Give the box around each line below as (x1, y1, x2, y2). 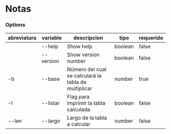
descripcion (73, 34, 103, 41)
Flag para (67, 93, 90, 100)
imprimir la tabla (67, 100, 106, 107)
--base (41, 75, 60, 83)
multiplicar (67, 85, 93, 92)
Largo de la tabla (67, 114, 107, 121)
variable (41, 34, 62, 41)
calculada (67, 106, 91, 113)
